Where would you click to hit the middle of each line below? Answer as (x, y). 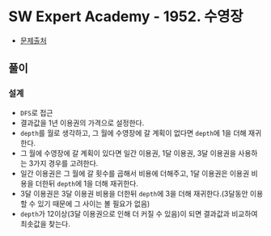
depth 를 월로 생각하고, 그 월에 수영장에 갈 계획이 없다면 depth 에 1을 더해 (133, 133)
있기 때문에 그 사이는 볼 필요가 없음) (94, 204)
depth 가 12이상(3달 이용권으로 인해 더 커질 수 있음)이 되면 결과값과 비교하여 (139, 213)
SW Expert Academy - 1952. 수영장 (126, 17)
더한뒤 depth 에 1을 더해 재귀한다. (87, 183)
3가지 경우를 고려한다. (64, 163)
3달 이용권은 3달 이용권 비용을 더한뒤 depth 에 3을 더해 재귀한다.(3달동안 (134, 193)
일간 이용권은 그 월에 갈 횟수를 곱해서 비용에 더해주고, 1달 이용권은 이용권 (135, 173)
